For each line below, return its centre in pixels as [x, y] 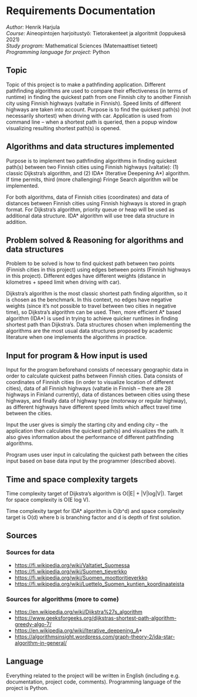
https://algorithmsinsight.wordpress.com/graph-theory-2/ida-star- [95, 637]
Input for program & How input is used [77, 356]
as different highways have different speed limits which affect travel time [94, 407]
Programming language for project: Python [58, 52]
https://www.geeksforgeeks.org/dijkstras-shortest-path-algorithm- [96, 618]
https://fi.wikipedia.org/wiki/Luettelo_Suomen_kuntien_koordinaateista [99, 584]
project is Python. [27, 688]
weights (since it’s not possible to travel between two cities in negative [91, 306]
